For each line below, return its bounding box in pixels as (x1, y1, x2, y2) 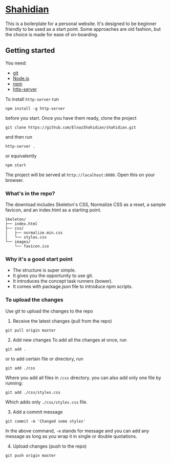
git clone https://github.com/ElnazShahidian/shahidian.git (5, 124, 137, 130)
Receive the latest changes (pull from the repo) (12, 318, 112, 324)
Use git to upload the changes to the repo (5, 308, 93, 314)
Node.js (12, 75, 30, 81)
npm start (5, 162, 27, 167)
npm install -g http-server (5, 106, 66, 111)
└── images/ (5, 239, 31, 244)
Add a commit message (12, 409, 63, 415)
